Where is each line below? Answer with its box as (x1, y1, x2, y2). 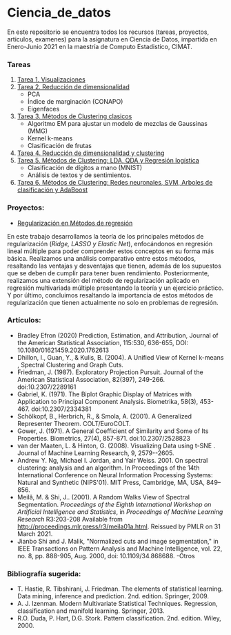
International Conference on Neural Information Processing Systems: (17, 470, 213, 479)
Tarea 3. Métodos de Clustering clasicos (17, 112, 132, 120)
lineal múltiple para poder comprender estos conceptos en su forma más (7, 247, 214, 255)
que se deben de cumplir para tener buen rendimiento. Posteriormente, (7, 268, 210, 277)
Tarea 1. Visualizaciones (17, 75, 86, 84)
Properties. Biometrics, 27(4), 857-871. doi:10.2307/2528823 (17, 434, 191, 442)
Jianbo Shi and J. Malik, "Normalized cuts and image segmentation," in (17, 537, 219, 545)
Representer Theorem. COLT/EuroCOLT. (17, 419, 131, 427)
